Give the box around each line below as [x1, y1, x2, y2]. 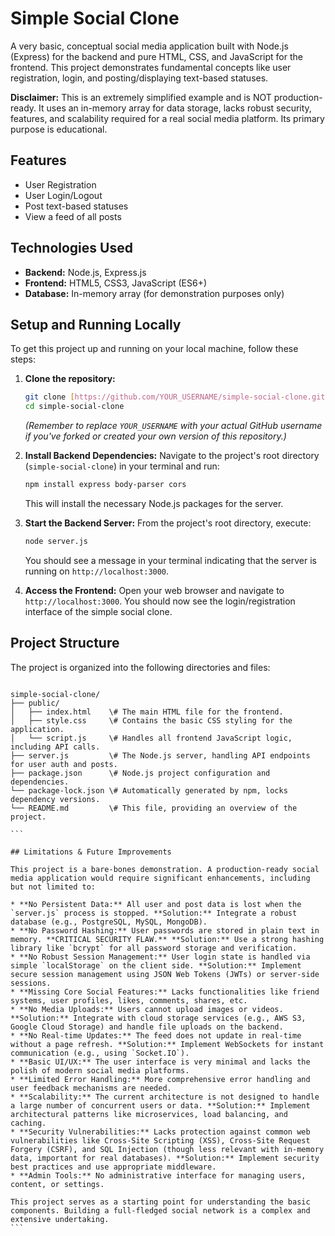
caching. [10, 1118, 47, 1128]
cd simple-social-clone [24, 402, 125, 412]
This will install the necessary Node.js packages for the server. [24, 498, 284, 509]
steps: [10, 353, 36, 366]
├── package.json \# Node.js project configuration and [10, 768, 271, 778]
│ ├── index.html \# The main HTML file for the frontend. [10, 707, 284, 717]
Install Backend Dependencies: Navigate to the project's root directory [24, 450, 320, 462]
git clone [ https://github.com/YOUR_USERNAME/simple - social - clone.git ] [24, 392, 330, 402]
